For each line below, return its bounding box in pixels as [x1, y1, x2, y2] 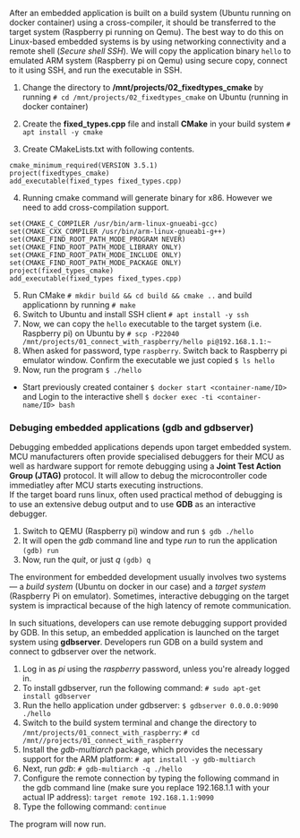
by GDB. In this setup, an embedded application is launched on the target [9, 627, 279, 638]
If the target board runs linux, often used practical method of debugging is [9, 489, 283, 500]
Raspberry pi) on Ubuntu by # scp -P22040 [21, 328, 180, 339]
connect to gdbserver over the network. [9, 646, 157, 657]
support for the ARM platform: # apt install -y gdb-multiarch [21, 754, 256, 765]
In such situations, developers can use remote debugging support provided [9, 618, 287, 628]
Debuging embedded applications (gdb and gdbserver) [9, 421, 254, 434]
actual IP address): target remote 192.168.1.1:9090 [21, 792, 215, 803]
